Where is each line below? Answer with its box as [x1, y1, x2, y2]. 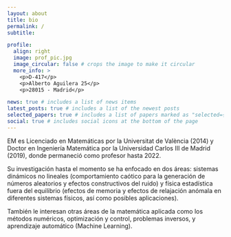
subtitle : [7, 29, 36, 36]
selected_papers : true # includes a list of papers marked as [7, 111, 189, 119]
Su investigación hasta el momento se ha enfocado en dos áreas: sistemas [7, 164, 219, 172]
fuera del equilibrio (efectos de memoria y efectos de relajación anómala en [7, 186, 221, 194]
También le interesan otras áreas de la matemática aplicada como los [7, 207, 203, 215]
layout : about [7, 10, 48, 17]
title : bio [7, 16, 38, 23]
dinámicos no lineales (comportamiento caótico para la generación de [7, 172, 206, 180]
